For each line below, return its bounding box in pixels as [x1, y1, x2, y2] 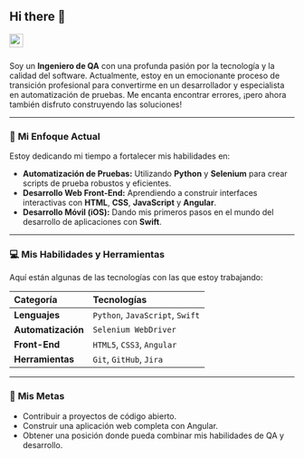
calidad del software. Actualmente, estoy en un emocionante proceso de [9, 70, 280, 81]
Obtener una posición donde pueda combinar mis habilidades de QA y [22, 430, 285, 441]
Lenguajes [14, 309, 61, 322]
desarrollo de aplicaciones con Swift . [22, 217, 162, 228]
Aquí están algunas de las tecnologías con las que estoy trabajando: [9, 272, 264, 283]
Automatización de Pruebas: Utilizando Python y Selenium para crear [22, 169, 288, 180]
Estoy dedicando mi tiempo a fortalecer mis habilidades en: [9, 151, 231, 161]
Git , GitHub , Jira [92, 353, 164, 365]
